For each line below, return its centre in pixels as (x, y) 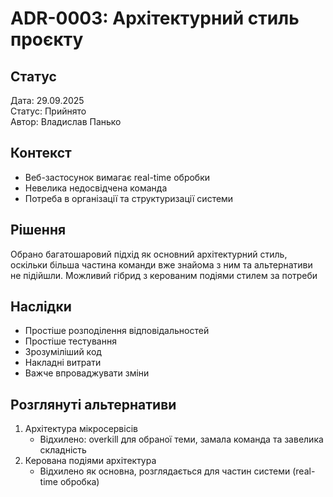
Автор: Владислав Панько (66, 121)
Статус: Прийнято (48, 111)
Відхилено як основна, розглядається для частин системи (165, 471)
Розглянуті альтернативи (93, 404)
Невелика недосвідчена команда (96, 188)
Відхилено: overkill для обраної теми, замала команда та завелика (181, 439)
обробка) (79, 482)
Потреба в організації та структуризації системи (129, 198)
